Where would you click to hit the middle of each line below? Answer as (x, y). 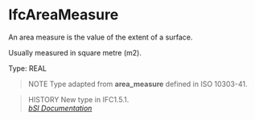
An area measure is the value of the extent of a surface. (101, 37)
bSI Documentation (60, 108)
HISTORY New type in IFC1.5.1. (78, 99)
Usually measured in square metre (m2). (75, 52)
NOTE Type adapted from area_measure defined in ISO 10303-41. (138, 84)
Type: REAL (27, 68)
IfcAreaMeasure (64, 15)
